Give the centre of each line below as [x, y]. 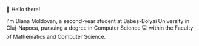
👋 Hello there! [23, 9]
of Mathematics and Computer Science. [56, 37]
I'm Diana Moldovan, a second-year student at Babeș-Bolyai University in [98, 21]
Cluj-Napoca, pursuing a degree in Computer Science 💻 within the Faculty [100, 28]
